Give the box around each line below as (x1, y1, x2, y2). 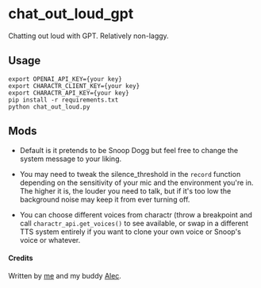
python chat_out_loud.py (8, 102, 90, 111)
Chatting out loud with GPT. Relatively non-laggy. (8, 31, 169, 40)
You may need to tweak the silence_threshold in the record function (19, 169, 241, 179)
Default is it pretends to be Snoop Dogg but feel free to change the (19, 145, 239, 155)
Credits (8, 253, 33, 263)
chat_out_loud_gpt (8, 5, 134, 23)
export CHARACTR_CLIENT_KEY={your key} (8, 82, 140, 90)
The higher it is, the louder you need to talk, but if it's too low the (19, 186, 232, 195)
